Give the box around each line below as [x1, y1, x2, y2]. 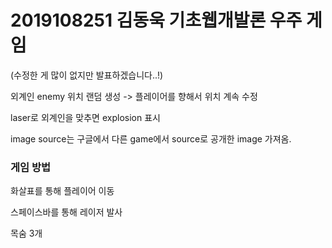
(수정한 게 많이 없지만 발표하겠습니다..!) [10, 69, 164, 81]
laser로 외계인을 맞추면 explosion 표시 [10, 111, 161, 123]
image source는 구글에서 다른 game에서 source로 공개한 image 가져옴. [10, 132, 292, 145]
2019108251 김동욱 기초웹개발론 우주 [10, 9, 303, 32]
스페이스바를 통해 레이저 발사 [10, 206, 123, 218]
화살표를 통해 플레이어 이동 [10, 185, 115, 197]
